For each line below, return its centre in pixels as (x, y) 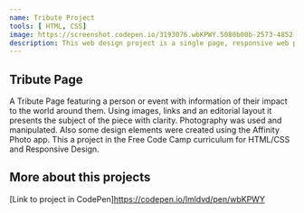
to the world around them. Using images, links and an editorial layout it (141, 111)
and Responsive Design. (54, 149)
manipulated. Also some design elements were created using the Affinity (145, 130)
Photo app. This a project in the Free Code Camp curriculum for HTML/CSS (150, 140)
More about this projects (80, 177)
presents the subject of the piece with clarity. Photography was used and (146, 120)
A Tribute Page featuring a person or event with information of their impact (148, 101)
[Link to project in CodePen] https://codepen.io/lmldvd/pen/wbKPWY (137, 199)
